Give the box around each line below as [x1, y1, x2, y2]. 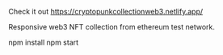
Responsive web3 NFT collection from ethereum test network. [8, 22, 216, 31]
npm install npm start [8, 37, 79, 47]
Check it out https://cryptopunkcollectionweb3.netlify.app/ [8, 7, 204, 16]
